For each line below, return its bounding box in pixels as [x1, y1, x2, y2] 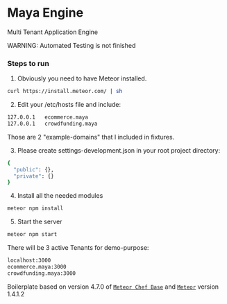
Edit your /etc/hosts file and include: [17, 101, 121, 109]
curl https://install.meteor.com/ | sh [7, 88, 123, 95]
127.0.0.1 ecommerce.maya [7, 114, 89, 121]
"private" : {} [13, 172, 54, 180]
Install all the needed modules [17, 192, 103, 200]
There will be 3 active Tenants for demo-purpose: [7, 244, 149, 252]
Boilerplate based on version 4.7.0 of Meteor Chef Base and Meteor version [7, 282, 219, 291]
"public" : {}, [13, 166, 54, 173]
